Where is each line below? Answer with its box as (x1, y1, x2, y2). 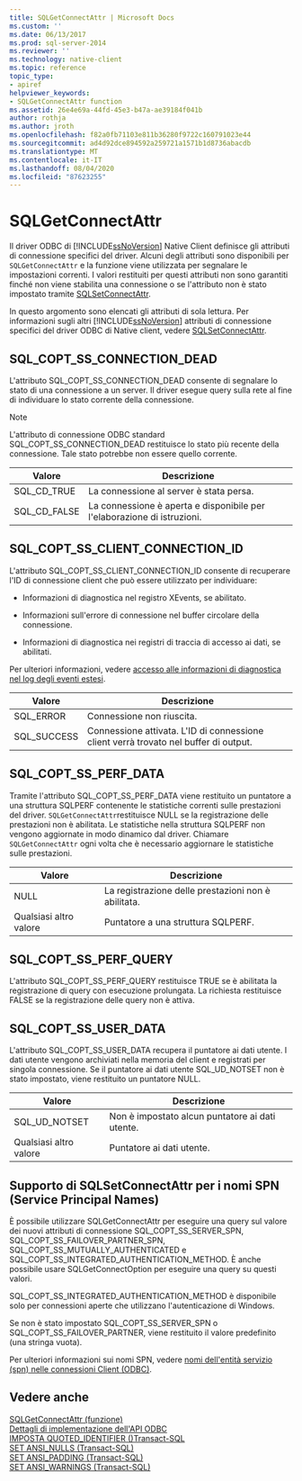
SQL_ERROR (13, 709, 67, 722)
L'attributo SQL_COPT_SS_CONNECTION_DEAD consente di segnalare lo (9, 375, 279, 385)
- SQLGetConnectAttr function (9, 96, 123, 106)
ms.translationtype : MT (9, 147, 99, 156)
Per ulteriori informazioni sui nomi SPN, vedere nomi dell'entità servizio (9, 1354, 272, 1365)
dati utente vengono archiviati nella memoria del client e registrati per (9, 1054, 267, 1065)
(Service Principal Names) (9, 1192, 160, 1207)
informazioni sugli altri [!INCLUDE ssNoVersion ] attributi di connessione (9, 316, 272, 327)
